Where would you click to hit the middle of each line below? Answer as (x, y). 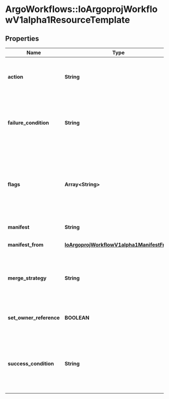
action (16, 77)
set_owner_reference (34, 318)
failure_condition (28, 123)
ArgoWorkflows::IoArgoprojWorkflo (81, 9)
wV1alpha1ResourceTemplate (68, 20)
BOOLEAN (77, 318)
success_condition (31, 364)
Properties (22, 38)
